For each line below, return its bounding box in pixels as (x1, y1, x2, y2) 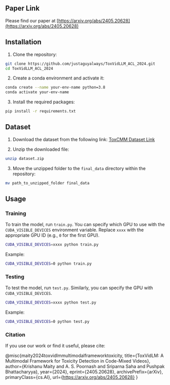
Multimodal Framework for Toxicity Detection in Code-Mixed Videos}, (5, 358, 151, 364)
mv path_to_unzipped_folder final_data (5, 180, 90, 185)
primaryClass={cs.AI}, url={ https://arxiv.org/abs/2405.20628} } (5, 374, 138, 380)
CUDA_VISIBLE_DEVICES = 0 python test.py (5, 319, 90, 324)
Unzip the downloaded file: (12, 146, 70, 152)
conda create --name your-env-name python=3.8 (5, 85, 106, 90)
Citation (5, 331, 25, 338)
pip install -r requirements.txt (5, 109, 76, 114)
